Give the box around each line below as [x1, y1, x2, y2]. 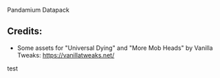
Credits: [7, 25, 43, 37]
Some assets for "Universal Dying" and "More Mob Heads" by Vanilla [16, 44, 213, 52]
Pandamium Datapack [7, 6, 70, 14]
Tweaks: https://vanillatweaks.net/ [16, 51, 115, 59]
